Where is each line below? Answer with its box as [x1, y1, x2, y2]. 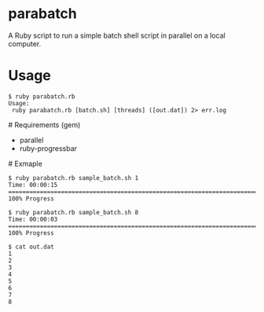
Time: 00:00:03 [8, 215, 58, 223]
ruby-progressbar [19, 143, 77, 153]
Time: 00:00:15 [8, 181, 58, 189]
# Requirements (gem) [8, 119, 81, 130]
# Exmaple [8, 159, 43, 168]
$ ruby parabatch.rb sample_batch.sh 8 [8, 208, 139, 216]
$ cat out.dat [8, 243, 55, 251]
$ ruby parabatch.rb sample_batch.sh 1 [8, 174, 139, 182]
